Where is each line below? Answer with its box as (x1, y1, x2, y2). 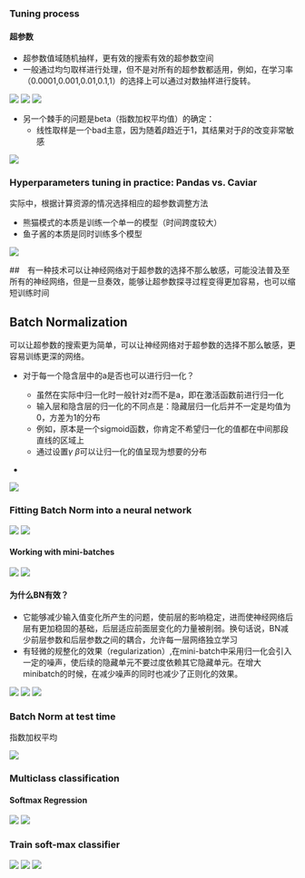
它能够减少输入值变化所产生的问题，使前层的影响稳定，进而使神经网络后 (22, 611, 293, 622)
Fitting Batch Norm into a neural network (9, 504, 192, 517)
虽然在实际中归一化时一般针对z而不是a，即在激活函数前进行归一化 (35, 389, 284, 401)
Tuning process (9, 7, 80, 20)
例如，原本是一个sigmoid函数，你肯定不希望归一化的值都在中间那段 (35, 424, 289, 434)
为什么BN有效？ (9, 590, 69, 600)
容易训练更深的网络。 (9, 351, 89, 362)
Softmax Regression (9, 795, 88, 805)
